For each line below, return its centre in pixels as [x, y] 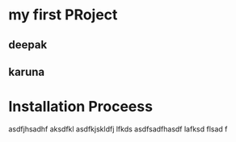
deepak [28, 45]
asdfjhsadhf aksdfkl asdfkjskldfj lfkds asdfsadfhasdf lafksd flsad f [118, 129]
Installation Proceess [81, 107]
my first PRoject [63, 15]
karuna [27, 71]
